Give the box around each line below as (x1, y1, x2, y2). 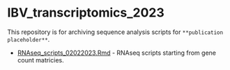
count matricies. (17, 55, 64, 64)
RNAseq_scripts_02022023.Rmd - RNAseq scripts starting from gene (17, 49, 217, 57)
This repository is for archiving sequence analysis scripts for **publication (7, 28, 224, 36)
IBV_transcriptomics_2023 (7, 5, 165, 21)
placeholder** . (7, 35, 50, 43)
